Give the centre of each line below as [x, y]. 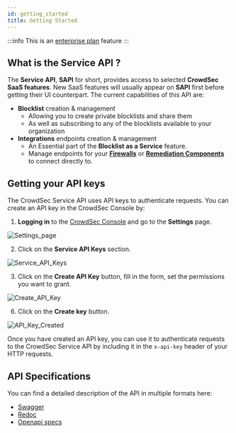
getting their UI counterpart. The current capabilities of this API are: [106, 95]
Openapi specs [40, 422]
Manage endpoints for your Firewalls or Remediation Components [126, 154]
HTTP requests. [30, 354]
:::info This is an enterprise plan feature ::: [68, 40]
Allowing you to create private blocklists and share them [110, 116]
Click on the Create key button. [63, 311]
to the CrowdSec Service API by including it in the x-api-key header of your [118, 347]
